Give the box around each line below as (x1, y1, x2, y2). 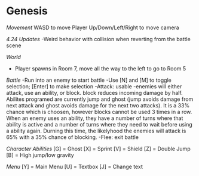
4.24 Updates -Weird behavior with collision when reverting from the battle (6, 35, 191, 42)
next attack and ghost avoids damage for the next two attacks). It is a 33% (6, 101, 190, 109)
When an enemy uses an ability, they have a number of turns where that (6, 115, 183, 122)
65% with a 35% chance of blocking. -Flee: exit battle (6, 133, 139, 141)
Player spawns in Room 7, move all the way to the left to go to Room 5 (14, 64, 186, 72)
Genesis (6, 4, 48, 18)
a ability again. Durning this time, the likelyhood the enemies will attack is (6, 127, 186, 134)
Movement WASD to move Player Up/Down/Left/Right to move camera (6, 24, 179, 31)
